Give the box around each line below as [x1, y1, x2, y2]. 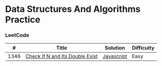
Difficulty [132, 45, 155, 52]
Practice [5, 14, 41, 25]
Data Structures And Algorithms [5, 3, 141, 15]
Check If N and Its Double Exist [25, 53, 98, 60]
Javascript [102, 53, 128, 60]
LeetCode [5, 32, 29, 39]
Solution [104, 45, 125, 52]
